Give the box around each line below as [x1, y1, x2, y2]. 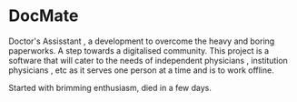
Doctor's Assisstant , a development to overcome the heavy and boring [8, 36, 275, 46]
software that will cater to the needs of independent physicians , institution [8, 55, 288, 66]
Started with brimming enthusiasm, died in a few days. [8, 82, 213, 93]
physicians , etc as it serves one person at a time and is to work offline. [8, 65, 274, 76]
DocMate [8, 5, 79, 26]
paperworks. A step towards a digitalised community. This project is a [8, 45, 270, 56]
